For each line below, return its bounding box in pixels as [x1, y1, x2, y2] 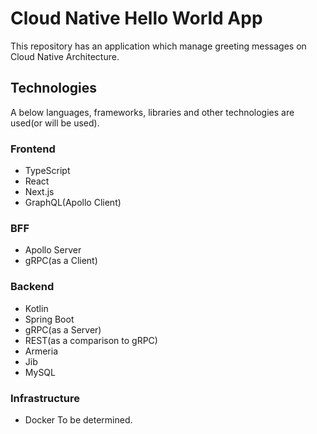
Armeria [24, 345, 59, 357]
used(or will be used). [10, 117, 100, 129]
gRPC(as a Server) [24, 323, 102, 336]
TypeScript [24, 165, 71, 177]
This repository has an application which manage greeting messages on [10, 40, 307, 52]
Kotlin [24, 302, 49, 314]
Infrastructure [10, 391, 81, 405]
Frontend [10, 142, 56, 156]
